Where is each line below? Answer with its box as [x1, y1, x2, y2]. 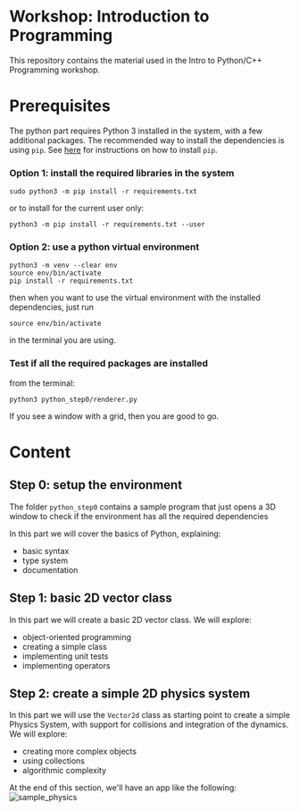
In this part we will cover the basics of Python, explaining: [9, 528, 221, 539]
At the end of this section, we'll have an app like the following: [9, 782, 237, 793]
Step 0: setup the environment [9, 477, 183, 493]
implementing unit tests [21, 651, 109, 662]
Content [9, 441, 71, 462]
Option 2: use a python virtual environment [9, 241, 200, 253]
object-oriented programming [21, 631, 132, 642]
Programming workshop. [9, 64, 101, 75]
